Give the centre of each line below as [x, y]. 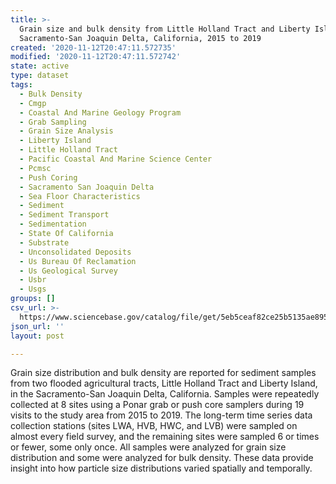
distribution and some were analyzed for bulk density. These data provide [162, 458]
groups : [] [33, 299]
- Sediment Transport [64, 215]
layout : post [37, 336]
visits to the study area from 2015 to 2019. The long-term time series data [161, 415]
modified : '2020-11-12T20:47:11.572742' [96, 57]
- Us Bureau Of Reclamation [78, 261]
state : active [40, 66]
